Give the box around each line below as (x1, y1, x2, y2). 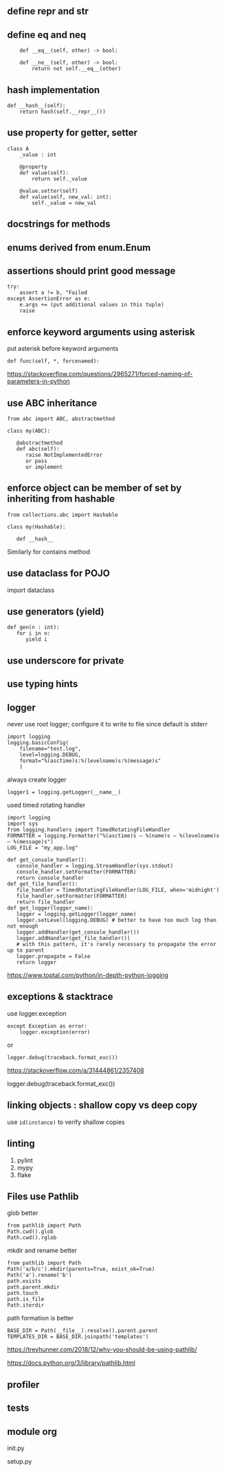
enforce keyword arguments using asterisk (7, 326, 196, 338)
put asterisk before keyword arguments (7, 345, 119, 353)
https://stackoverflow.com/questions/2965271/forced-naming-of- (7, 370, 193, 378)
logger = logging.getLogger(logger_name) (16, 911, 137, 918)
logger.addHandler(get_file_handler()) (16, 935, 131, 942)
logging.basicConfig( (7, 739, 69, 746)
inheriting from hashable (7, 493, 115, 505)
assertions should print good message (7, 265, 176, 276)
